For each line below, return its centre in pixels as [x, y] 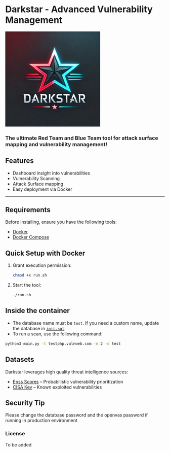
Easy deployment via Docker [42, 189]
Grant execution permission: [42, 265]
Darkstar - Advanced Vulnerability [79, 9]
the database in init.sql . [39, 328]
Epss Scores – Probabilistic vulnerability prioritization [68, 381]
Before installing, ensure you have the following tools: [61, 222]
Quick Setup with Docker [45, 253]
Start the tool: [27, 285]
